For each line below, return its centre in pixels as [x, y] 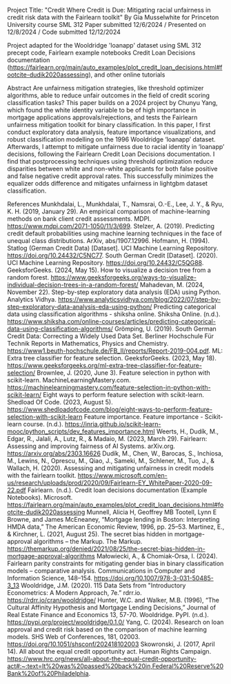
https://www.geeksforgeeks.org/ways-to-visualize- [123, 277]
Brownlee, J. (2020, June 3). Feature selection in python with [123, 373]
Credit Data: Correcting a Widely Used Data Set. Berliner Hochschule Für [111, 336]
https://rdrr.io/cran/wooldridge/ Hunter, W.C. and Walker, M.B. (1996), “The [113, 600]
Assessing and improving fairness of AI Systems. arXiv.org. [91, 446]
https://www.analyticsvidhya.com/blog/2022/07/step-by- [139, 299]
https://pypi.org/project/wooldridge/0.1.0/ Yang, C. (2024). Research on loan [115, 622]
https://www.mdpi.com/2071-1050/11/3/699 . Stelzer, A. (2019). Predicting [111, 226]
